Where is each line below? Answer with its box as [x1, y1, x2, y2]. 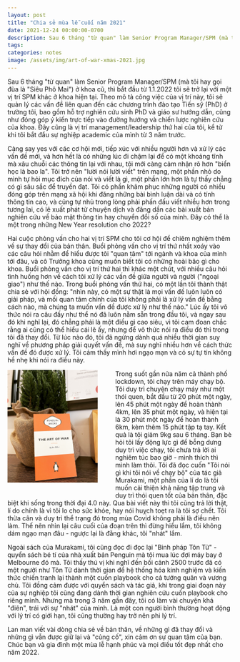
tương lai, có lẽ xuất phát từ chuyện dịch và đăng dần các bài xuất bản [7, 204, 214, 214]
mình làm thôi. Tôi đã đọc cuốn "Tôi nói [115, 460, 230, 469]
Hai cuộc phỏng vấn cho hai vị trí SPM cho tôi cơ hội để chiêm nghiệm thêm [7, 234, 231, 242]
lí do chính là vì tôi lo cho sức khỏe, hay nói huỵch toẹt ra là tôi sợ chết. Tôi [7, 506, 226, 515]
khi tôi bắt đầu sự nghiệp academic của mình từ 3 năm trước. [7, 130, 186, 139]
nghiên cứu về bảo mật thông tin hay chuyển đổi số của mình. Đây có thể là [7, 212, 230, 221]
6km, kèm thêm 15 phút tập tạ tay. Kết [115, 423, 226, 431]
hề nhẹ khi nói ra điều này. [7, 355, 86, 364]
